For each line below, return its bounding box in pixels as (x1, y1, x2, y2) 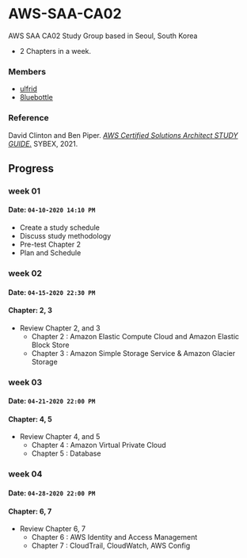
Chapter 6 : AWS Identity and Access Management (31, 533, 198, 542)
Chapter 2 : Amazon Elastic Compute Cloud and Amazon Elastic (31, 331, 240, 341)
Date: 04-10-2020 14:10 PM (8, 205, 96, 215)
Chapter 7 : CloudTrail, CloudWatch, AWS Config (31, 541, 191, 551)
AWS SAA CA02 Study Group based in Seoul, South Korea (8, 31, 198, 40)
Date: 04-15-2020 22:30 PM (8, 287, 96, 297)
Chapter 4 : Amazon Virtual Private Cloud (31, 441, 166, 450)
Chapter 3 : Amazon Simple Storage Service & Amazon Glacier (31, 348, 236, 357)
